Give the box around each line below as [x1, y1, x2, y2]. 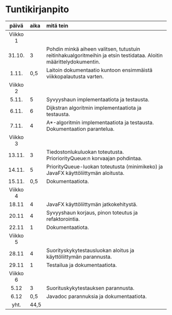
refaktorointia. [46, 215, 80, 222]
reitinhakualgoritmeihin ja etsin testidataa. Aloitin [46, 52, 163, 59]
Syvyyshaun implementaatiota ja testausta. [46, 96, 149, 103]
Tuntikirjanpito [5, 4, 69, 15]
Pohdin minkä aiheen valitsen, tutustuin [46, 45, 141, 52]
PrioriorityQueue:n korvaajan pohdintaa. [46, 154, 142, 162]
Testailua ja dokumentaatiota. [46, 261, 117, 268]
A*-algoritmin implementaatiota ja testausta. [46, 119, 154, 126]
